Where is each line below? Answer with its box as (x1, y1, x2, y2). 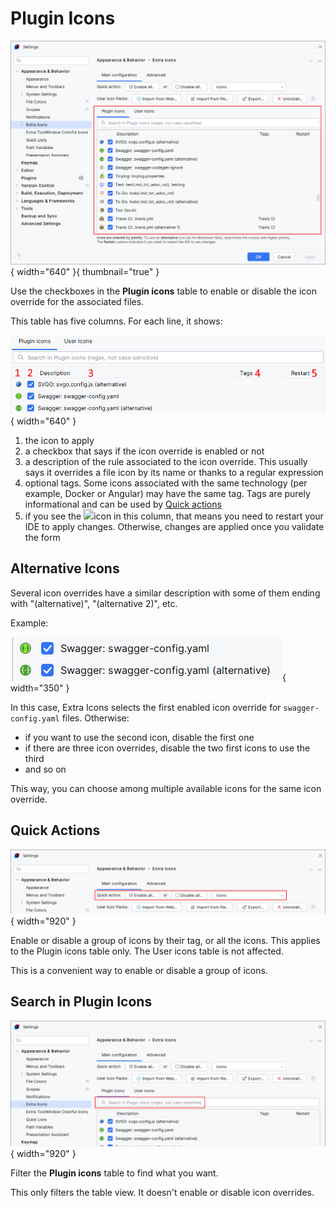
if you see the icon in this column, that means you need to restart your (24, 510, 324, 522)
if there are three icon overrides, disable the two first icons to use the (24, 742, 311, 754)
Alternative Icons (10, 560, 120, 577)
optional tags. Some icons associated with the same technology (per (24, 477, 308, 489)
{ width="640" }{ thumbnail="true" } (10, 265, 160, 277)
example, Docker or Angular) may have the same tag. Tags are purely (24, 487, 311, 499)
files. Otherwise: (61, 712, 130, 724)
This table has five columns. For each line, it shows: (10, 315, 223, 327)
